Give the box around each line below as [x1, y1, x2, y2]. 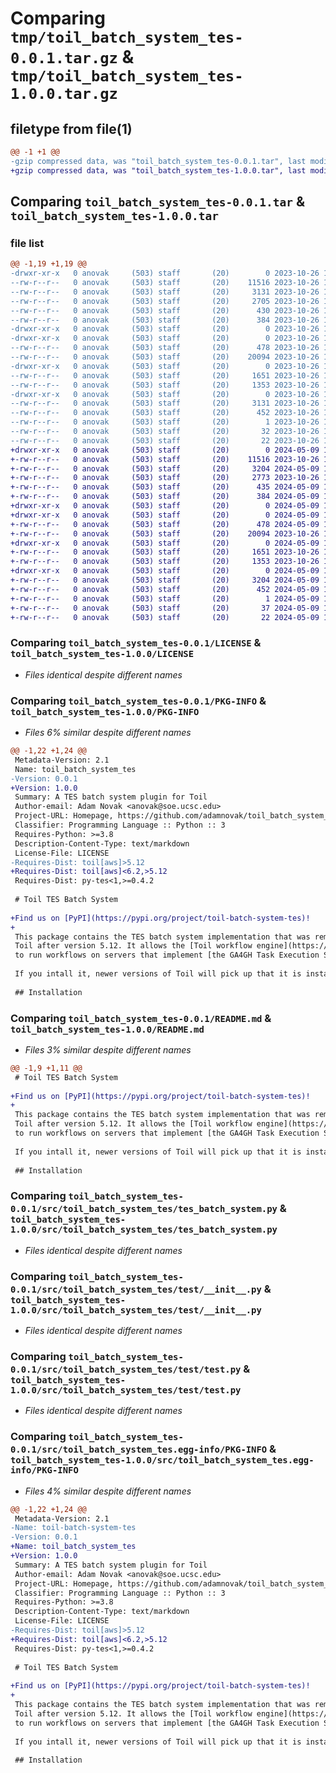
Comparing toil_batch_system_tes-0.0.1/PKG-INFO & [10, 693, 267, 707]
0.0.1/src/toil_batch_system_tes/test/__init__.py [10, 1283, 262, 1295]
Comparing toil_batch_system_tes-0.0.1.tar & [10, 193, 305, 211]
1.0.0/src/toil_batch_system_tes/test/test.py [10, 1384, 242, 1396]
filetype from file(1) [10, 120, 133, 137]
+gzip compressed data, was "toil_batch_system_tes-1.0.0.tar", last [10, 165, 307, 176]
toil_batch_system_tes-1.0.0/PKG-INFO [10, 706, 200, 717]
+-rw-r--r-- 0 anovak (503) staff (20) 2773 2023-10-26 [10, 473, 320, 483]
